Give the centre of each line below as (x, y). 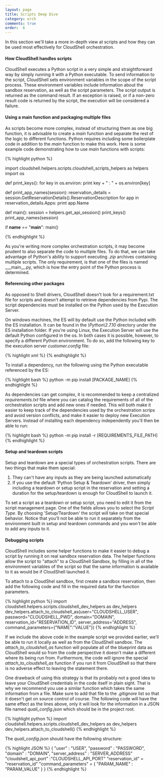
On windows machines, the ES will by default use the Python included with (81, 320)
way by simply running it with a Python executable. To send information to (80, 75)
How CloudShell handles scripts (39, 58)
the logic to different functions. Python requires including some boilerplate (80, 139)
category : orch (21, 19)
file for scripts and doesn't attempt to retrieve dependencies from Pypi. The (82, 299)
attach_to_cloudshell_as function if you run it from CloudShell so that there (81, 663)
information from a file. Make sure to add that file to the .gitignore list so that (82, 693)
